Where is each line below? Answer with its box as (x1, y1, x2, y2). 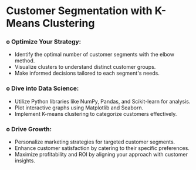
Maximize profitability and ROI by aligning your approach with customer (14, 151, 188, 158)
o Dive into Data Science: (6, 84, 79, 92)
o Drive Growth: (6, 125, 52, 133)
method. (14, 57, 35, 64)
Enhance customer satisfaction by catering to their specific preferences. (14, 145, 190, 152)
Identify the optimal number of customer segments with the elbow (14, 51, 175, 58)
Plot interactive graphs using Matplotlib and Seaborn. (14, 104, 144, 111)
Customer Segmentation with (6, 4, 153, 18)
